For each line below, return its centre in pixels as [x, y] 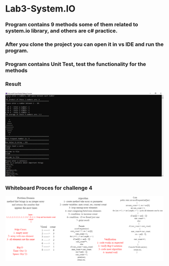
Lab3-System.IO [40, 9]
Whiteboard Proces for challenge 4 [49, 188]
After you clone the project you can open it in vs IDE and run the [84, 44]
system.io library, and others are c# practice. [61, 31]
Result [13, 84]
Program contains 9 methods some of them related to [72, 25]
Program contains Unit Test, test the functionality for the [76, 64]
